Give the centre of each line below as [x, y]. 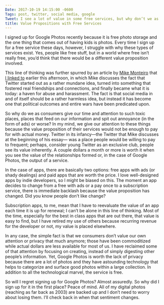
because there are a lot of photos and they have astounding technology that [82, 262]
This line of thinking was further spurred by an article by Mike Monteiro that [81, 73]
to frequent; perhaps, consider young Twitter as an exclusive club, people [80, 145]
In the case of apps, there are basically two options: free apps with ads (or [80, 170]
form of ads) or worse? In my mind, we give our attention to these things [78, 124]
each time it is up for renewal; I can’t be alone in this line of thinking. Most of [82, 211]
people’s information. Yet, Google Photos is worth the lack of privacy [74, 257]
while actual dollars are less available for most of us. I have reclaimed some [81, 246]
